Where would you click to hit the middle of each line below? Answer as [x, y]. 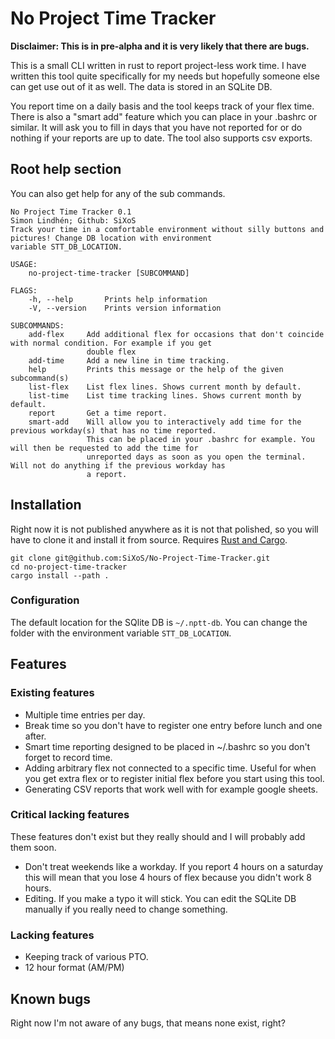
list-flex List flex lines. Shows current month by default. [165, 387]
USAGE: [24, 264]
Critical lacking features [70, 815]
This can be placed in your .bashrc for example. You [200, 439]
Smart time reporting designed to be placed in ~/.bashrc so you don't [167, 746]
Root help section [66, 169]
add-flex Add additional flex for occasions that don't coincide [176, 334]
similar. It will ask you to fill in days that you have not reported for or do [156, 127]
